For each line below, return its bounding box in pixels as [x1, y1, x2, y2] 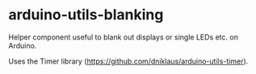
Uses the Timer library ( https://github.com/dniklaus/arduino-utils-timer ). [8, 56, 249, 66]
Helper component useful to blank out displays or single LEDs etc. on [8, 32, 238, 42]
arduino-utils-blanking [8, 6, 164, 24]
